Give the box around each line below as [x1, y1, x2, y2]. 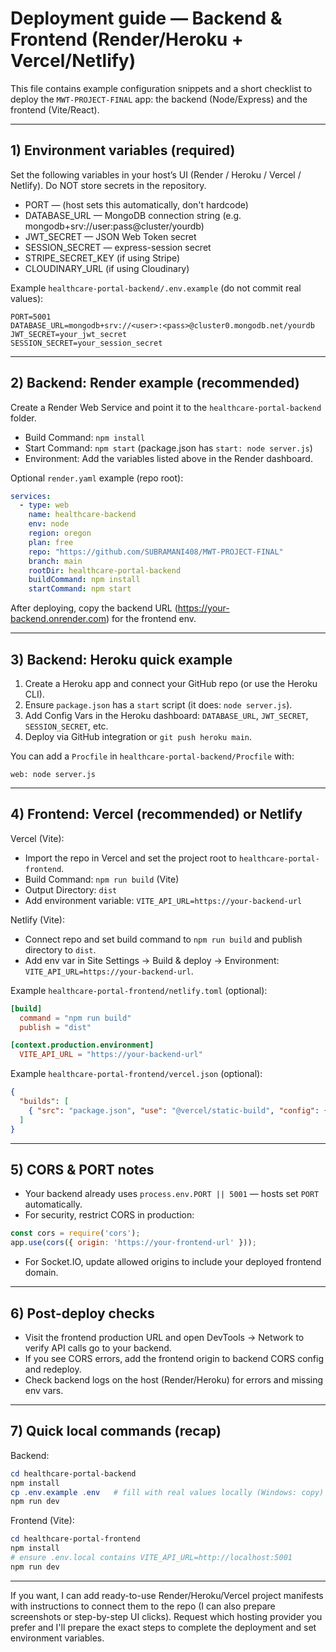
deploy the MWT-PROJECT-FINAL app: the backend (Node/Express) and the [10, 93, 308, 105]
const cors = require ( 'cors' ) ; [10, 1228, 141, 1239]
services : [10, 491, 52, 501]
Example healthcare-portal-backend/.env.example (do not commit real [10, 282, 302, 294]
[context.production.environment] [10, 1040, 155, 1051]
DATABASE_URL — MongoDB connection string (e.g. [24, 209, 242, 221]
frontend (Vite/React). [10, 103, 100, 116]
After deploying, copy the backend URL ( [10, 602, 178, 614]
